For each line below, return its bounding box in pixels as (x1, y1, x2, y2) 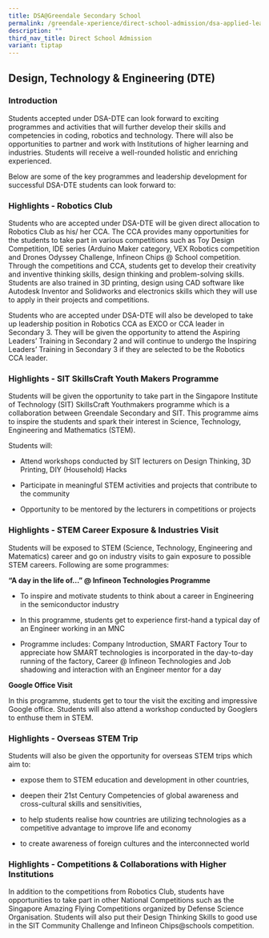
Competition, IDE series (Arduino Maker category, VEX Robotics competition (8, 244, 260, 253)
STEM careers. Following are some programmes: (8, 560, 170, 569)
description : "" (8, 26, 62, 34)
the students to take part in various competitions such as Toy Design (8, 236, 235, 245)
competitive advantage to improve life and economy (19, 823, 192, 832)
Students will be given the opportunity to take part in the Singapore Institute (8, 391, 259, 401)
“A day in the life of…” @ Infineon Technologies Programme (8, 575, 211, 585)
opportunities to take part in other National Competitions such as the (8, 896, 235, 905)
